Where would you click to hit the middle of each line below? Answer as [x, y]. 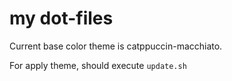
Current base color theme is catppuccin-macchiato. [116, 46]
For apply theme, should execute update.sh [98, 65]
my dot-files [61, 18]
